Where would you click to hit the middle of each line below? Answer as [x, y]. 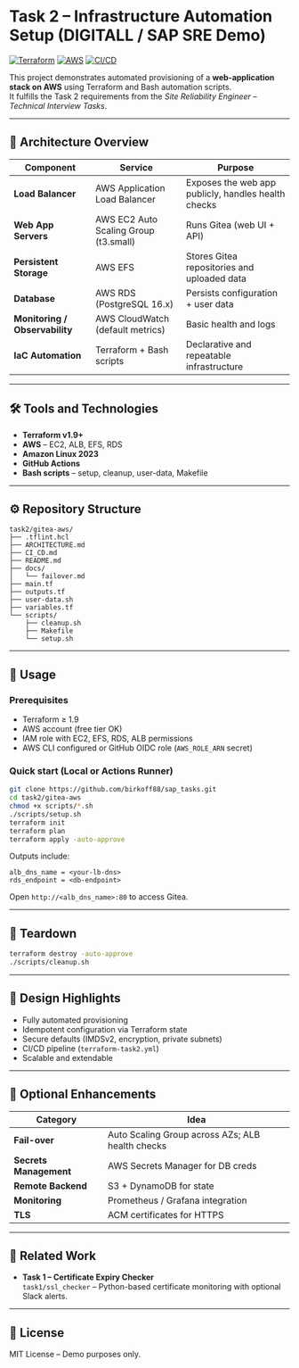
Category [57, 1119]
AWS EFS [115, 267]
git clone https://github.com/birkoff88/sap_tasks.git [113, 790]
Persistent [36, 261]
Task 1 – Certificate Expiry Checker [88, 1277]
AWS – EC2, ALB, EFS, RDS [72, 444]
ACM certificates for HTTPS [166, 1215]
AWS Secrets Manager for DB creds [182, 1165]
